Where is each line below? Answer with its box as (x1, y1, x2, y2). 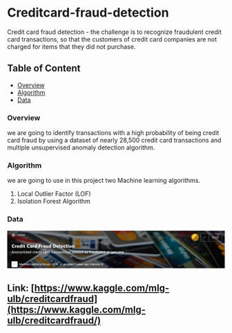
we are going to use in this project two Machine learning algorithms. (7, 177, 201, 185)
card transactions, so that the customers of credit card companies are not (7, 35, 217, 43)
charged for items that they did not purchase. (7, 42, 136, 51)
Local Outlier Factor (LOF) (17, 190, 91, 198)
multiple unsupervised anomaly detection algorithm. (7, 143, 155, 152)
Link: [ (7, 282, 35, 294)
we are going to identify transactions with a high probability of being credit (7, 129, 220, 137)
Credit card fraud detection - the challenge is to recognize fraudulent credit (7, 28, 222, 36)
